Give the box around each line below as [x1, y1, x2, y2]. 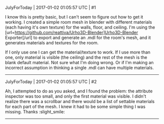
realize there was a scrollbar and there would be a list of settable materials [5, 99, 155, 104]
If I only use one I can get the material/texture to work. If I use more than [5, 49, 150, 55]
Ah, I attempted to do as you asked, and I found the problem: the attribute [5, 88, 153, 94]
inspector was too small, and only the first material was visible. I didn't [5, 93, 146, 99]
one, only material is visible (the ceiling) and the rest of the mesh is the [5, 54, 147, 60]
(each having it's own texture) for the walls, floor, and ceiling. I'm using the [5, 24, 155, 30]
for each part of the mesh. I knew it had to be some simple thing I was [5, 104, 145, 109]
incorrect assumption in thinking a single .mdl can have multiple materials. [5, 65, 154, 71]
